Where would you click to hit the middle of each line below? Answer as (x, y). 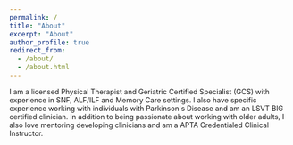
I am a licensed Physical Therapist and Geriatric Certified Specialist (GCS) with (139, 91)
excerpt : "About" (42, 34)
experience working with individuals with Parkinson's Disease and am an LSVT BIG (146, 108)
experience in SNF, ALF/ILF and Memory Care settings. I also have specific (133, 100)
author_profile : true (50, 42)
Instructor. (26, 133)
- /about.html (43, 68)
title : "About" (38, 26)
